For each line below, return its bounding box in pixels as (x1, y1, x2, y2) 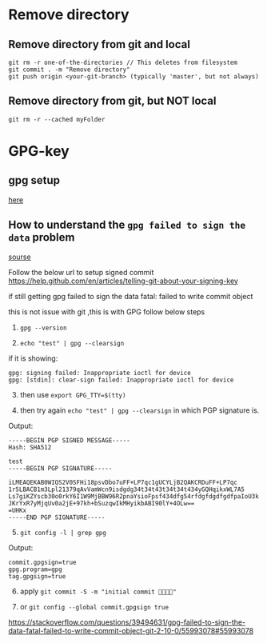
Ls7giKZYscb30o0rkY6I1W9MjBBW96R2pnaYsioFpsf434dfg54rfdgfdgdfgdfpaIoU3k (8, 492, 260, 501)
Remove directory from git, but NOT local (8, 94, 217, 108)
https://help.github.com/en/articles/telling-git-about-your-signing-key (8, 276, 238, 286)
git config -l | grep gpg (19, 529, 106, 537)
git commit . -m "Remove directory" (8, 66, 130, 74)
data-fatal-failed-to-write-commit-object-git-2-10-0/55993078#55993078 (8, 625, 254, 635)
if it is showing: (8, 353, 58, 363)
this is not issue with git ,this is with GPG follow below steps (8, 306, 205, 317)
